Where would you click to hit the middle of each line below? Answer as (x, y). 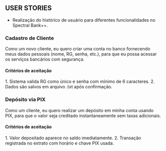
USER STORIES (28, 8)
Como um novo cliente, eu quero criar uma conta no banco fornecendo (78, 49)
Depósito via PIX (26, 100)
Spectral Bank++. (30, 25)
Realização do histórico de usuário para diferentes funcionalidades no (84, 20)
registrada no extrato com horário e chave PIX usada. (59, 143)
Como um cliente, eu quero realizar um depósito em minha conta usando (80, 110)
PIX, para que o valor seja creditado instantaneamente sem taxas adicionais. (83, 115)
